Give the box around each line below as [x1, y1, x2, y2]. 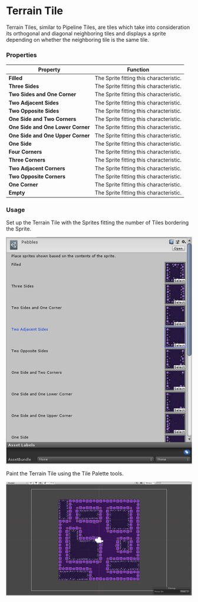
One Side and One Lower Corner [8, 124, 90, 131]
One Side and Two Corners [8, 116, 77, 123]
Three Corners [8, 156, 46, 163]
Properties [6, 51, 37, 59]
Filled [8, 74, 22, 81]
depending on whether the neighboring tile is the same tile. [6, 36, 149, 43]
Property [38, 66, 61, 73]
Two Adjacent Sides [8, 99, 59, 106]
